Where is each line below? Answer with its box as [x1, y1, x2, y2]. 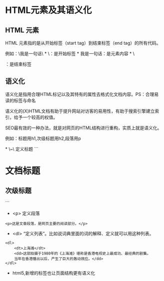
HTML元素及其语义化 [5, 4, 92, 16]
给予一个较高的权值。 [13, 114, 58, 120]
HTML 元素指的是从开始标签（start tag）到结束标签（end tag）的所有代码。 [5, 40, 161, 46]
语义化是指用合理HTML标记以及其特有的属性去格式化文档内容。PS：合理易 [5, 91, 159, 97]
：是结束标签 [5, 61, 31, 67]
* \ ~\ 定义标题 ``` [5, 146, 39, 152]
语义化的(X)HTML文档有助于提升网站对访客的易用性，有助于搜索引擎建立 [5, 108, 155, 114]
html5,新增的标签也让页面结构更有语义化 [12, 270, 96, 276]
